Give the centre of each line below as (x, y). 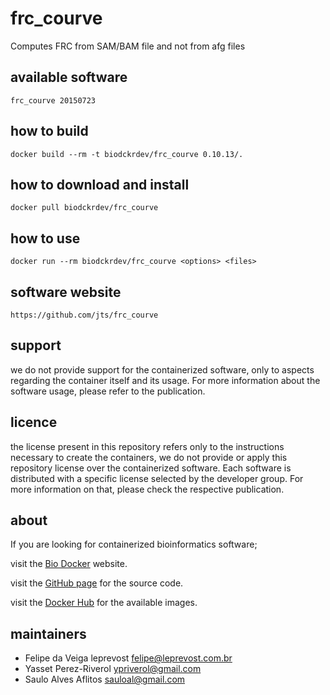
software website (66, 292)
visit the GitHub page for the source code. (97, 583)
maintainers (48, 633)
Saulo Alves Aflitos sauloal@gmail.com (105, 679)
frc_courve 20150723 (53, 100)
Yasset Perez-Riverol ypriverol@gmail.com (113, 669)
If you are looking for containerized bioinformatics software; (134, 544)
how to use (45, 238)
